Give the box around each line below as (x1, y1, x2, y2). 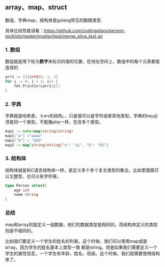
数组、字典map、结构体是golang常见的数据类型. (5, 17, 102, 23)
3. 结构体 (5, 155, 27, 162)
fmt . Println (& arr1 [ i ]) (14, 84, 60, 89)
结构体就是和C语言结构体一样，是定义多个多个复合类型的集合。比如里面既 (5, 167, 155, 173)
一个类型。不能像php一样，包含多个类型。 (18, 119, 104, 125)
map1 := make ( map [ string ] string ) (5, 128, 74, 134)
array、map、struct (5, 3, 67, 12)
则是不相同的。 (5, 228, 35, 234)
